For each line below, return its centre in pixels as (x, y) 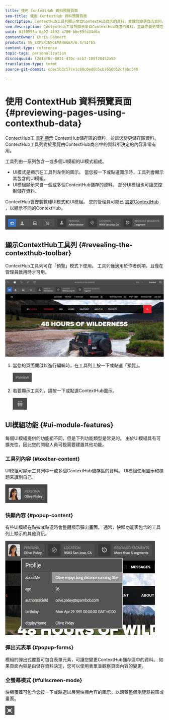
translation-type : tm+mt (31, 64)
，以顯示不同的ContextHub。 (35, 208)
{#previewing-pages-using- (65, 113)
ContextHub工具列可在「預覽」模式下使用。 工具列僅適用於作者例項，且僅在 (84, 266)
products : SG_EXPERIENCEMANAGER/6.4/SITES (50, 43)
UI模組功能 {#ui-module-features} (60, 425)
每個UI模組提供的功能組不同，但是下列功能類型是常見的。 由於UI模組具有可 (83, 438)
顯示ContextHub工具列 (41, 245)
